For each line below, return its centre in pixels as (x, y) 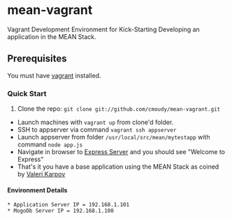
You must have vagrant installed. (54, 75)
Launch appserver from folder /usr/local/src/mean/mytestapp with (114, 137)
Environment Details (37, 190)
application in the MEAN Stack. (52, 36)
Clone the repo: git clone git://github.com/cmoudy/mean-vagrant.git (119, 109)
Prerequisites (37, 59)
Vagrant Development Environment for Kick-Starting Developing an (104, 29)
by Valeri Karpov (41, 174)
